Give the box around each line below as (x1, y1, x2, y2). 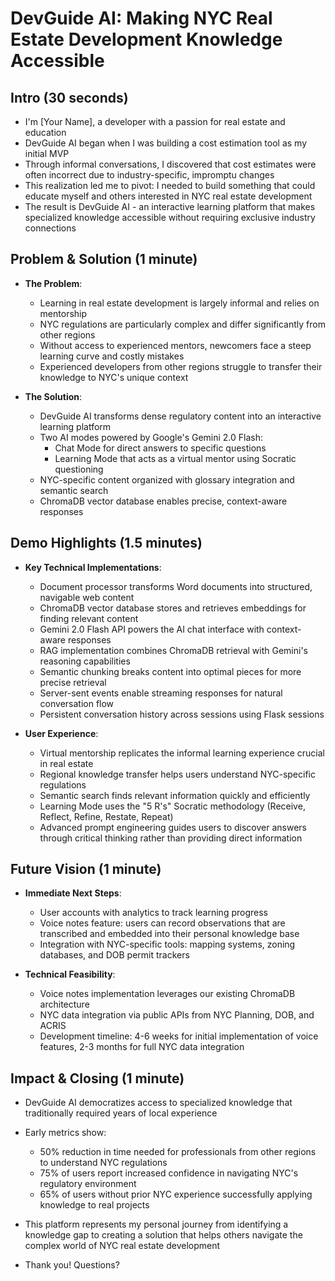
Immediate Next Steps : (24, 887, 122, 899)
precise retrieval (39, 676, 107, 688)
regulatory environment (39, 1178, 137, 1190)
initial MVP (24, 148, 70, 159)
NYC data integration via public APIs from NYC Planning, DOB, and (39, 1009, 315, 1021)
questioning (54, 463, 104, 475)
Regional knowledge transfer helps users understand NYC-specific (39, 768, 316, 780)
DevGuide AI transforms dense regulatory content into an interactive (39, 410, 322, 422)
